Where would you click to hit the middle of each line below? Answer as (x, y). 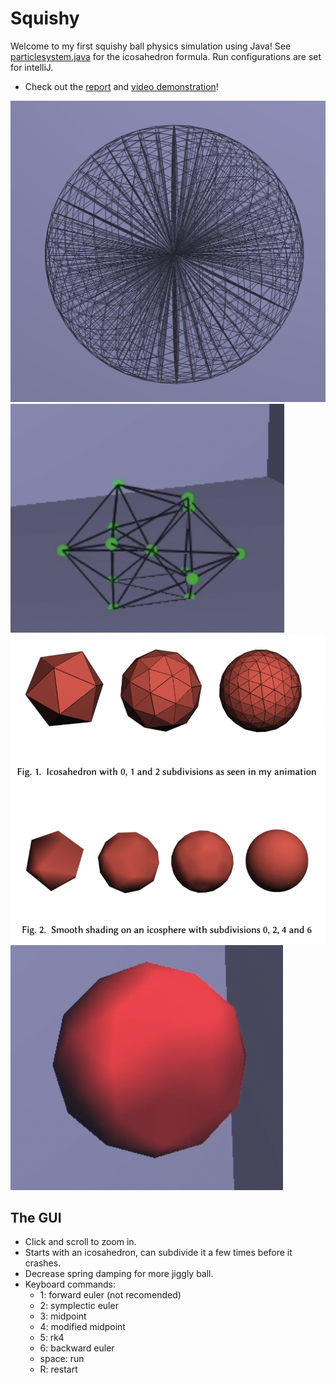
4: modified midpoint (82, 1327)
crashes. (43, 1263)
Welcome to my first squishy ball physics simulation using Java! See (151, 46)
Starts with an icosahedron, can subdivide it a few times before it (158, 1253)
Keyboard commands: (70, 1284)
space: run (62, 1359)
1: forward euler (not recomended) (110, 1295)
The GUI (36, 1218)
